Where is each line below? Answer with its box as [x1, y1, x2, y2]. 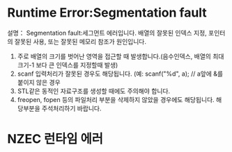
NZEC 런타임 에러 [7, 131, 103, 147]
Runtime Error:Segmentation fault [7, 5, 207, 21]
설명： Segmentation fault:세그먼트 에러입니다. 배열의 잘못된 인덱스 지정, [7, 28, 207, 37]
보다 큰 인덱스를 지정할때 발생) [36, 60, 118, 69]
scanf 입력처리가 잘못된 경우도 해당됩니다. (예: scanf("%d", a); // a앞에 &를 [17, 69, 224, 78]
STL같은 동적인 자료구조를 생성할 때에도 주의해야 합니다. [17, 87, 171, 95]
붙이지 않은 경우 [17, 78, 61, 86]
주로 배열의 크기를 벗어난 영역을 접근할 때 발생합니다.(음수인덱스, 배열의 [17, 52, 211, 60]
